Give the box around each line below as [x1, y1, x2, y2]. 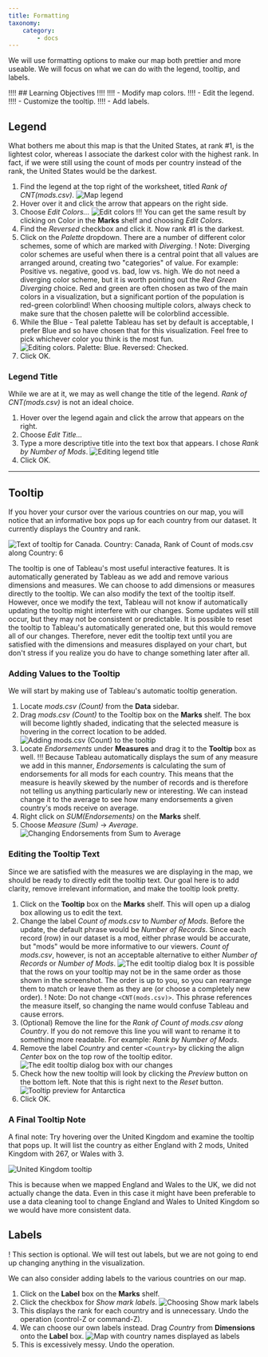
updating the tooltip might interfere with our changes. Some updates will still [8, 606, 259, 616]
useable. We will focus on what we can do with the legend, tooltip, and [8, 65, 241, 74]
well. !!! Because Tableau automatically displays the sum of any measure [19, 753, 258, 762]
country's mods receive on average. [19, 803, 140, 813]
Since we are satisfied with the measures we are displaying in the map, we [8, 867, 254, 876]
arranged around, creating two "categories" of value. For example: [19, 258, 239, 268]
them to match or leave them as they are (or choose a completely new [19, 984, 250, 993]
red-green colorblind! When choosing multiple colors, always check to [19, 301, 251, 310]
